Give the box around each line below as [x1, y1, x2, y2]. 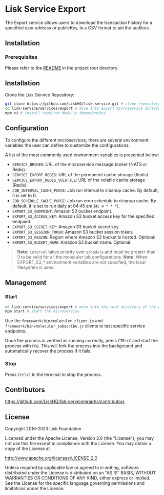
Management [5, 279, 47, 287]
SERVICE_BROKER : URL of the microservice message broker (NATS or [12, 161, 147, 167]
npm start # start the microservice [5, 309, 80, 314]
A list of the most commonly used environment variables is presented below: [5, 152, 159, 158]
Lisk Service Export [5, 3, 86, 15]
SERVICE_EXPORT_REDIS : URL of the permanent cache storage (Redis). [12, 171, 150, 177]
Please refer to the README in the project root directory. [5, 65, 119, 71]
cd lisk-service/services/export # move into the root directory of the [5, 305, 156, 309]
